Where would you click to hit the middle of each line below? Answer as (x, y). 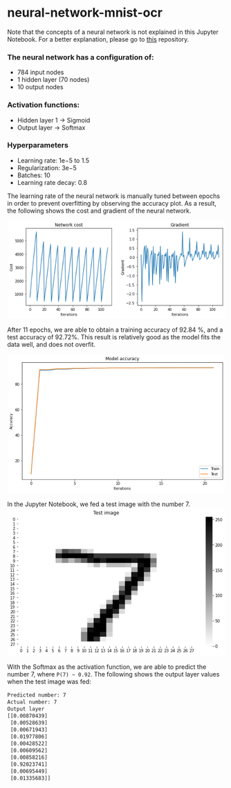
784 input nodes (40, 72)
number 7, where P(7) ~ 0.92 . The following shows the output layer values (113, 674)
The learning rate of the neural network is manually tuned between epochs (113, 196)
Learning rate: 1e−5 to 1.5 (53, 160)
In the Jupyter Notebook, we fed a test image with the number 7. (99, 504)
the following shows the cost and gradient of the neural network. (99, 211)
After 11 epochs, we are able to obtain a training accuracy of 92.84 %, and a (115, 330)
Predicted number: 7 (37, 695)
